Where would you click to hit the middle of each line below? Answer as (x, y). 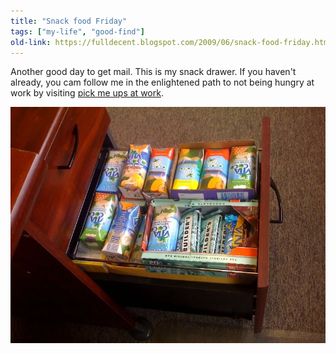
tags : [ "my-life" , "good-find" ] (77, 31)
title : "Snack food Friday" (69, 21)
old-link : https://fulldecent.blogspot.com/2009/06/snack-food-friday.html (171, 42)
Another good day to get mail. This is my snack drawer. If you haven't (153, 72)
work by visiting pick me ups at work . (87, 93)
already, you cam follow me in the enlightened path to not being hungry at (162, 82)
